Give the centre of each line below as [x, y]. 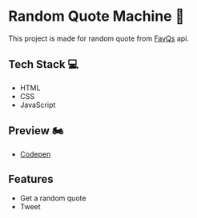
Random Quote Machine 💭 [96, 16]
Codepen [35, 154]
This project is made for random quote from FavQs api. [99, 38]
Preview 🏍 [36, 131]
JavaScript [38, 105]
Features [31, 179]
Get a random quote [53, 198]
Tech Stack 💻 [44, 64]
